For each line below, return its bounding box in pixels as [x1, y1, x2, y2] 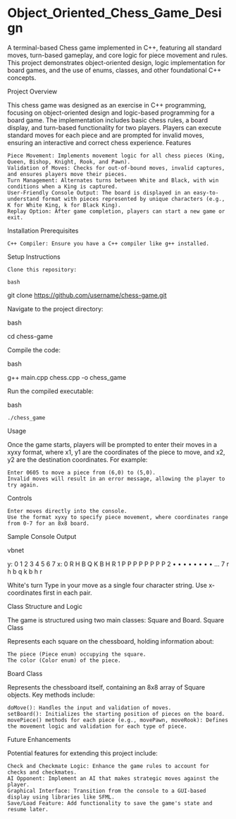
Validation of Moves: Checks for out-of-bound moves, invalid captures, [7, 164, 225, 171]
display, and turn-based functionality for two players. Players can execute [7, 123, 222, 132]
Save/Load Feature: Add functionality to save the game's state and [7, 799, 213, 807]
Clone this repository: [7, 266, 77, 273]
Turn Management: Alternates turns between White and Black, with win [7, 177, 219, 184]
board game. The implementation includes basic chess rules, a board [7, 115, 208, 124]
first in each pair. [43, 588, 92, 597]
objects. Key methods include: [7, 690, 95, 699]
